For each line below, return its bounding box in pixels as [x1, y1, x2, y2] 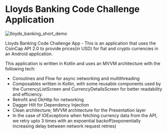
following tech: [5, 66, 36, 72]
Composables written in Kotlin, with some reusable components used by [12, 81, 161, 87]
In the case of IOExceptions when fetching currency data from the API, [12, 112, 158, 118]
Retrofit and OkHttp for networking [12, 96, 84, 103]
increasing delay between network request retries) [12, 123, 117, 129]
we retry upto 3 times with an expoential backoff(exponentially [12, 118, 141, 124]
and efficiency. [12, 91, 43, 97]
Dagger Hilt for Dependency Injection [12, 102, 89, 108]
